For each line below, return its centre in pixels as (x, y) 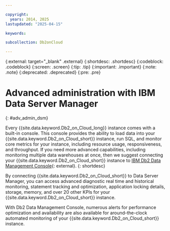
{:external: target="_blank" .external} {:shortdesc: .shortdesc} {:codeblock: (84, 61)
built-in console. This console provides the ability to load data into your (80, 133)
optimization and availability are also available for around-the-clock (76, 213)
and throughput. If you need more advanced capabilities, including (76, 150)
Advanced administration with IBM (80, 93)
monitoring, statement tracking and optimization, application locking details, (85, 187)
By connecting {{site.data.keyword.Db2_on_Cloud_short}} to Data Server (82, 176)
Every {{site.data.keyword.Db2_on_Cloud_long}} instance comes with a (80, 128)
